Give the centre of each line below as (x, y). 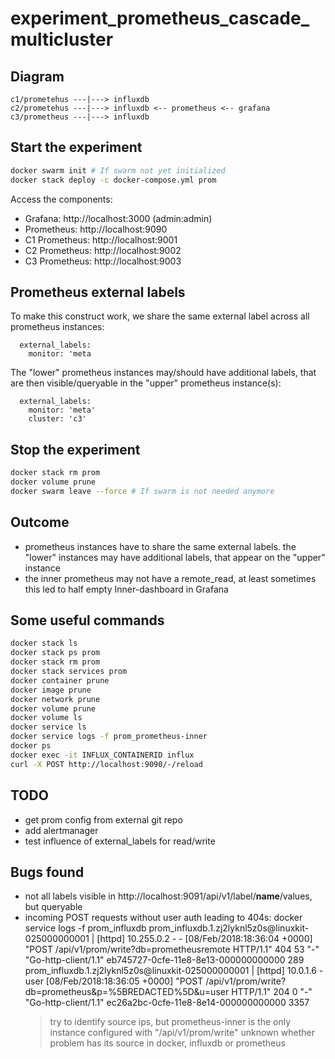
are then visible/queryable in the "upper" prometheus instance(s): (146, 383)
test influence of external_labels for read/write (120, 841)
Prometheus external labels (98, 292)
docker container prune (60, 680)
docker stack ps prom (55, 653)
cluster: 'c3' (57, 419)
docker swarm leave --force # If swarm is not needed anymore (142, 491)
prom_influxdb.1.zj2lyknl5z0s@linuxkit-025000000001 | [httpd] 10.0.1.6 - (174, 971)
